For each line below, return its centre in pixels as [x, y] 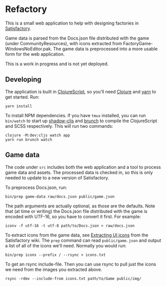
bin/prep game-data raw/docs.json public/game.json [60, 196]
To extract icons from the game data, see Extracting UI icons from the [77, 235]
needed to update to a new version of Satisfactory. [57, 178]
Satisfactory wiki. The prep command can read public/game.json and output [83, 240]
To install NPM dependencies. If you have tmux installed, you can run [76, 115]
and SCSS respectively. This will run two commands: [59, 126]
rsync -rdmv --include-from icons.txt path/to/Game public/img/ [73, 278]
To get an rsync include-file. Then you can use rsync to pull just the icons [81, 264]
